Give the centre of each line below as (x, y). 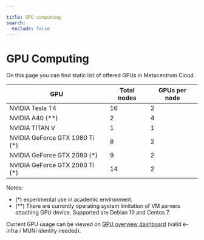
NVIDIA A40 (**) (34, 118)
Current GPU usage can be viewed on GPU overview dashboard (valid (94, 224)
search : (16, 23)
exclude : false (31, 29)
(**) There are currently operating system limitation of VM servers (97, 206)
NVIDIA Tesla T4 (33, 108)
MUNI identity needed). (52, 231)
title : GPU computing (34, 17)
